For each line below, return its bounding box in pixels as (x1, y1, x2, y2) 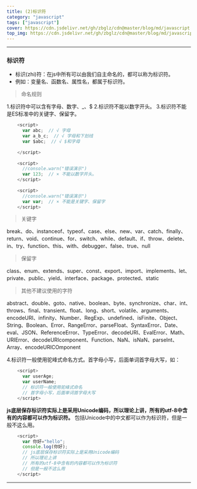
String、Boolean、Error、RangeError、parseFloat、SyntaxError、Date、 (6, 322, 181, 329)
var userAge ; (22, 373, 54, 379)
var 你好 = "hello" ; (22, 439, 65, 444)
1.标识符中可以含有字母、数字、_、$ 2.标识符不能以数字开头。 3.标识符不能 (6, 103, 186, 110)
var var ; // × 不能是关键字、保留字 (22, 198, 106, 204)
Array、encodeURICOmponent (6, 344, 81, 351)
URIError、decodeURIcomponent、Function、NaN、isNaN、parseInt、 (6, 336, 178, 343)
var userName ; (22, 379, 57, 385)
